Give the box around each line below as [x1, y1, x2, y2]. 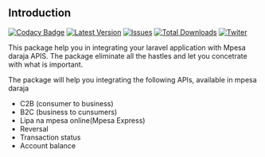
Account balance [19, 140, 76, 150]
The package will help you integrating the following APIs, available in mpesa [8, 75, 257, 84]
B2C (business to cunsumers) [19, 107, 118, 117]
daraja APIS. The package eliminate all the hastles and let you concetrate [8, 51, 248, 60]
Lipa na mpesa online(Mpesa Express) [19, 115, 146, 125]
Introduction [8, 6, 72, 20]
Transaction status [19, 132, 81, 142]
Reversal [19, 124, 49, 133]
